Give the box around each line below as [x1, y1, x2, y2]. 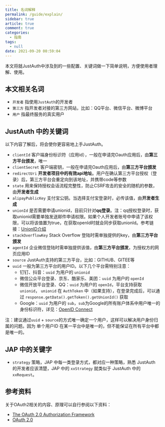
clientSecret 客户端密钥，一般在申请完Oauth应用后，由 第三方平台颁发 [12, 164, 157, 170]
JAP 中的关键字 [5, 345, 52, 354]
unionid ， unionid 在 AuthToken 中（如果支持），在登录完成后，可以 [19, 288, 156, 294]
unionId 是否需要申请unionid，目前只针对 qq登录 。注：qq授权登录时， [12, 207, 155, 213]
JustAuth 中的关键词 [5, 127, 69, 136]
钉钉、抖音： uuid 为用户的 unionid [19, 269, 90, 275]
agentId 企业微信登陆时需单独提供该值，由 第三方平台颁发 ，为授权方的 [12, 244, 155, 250]
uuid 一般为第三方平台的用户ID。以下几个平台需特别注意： [12, 263, 131, 269]
